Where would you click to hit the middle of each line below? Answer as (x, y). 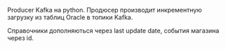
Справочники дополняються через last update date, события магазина (113, 31)
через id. (20, 38)
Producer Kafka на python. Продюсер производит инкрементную (105, 10)
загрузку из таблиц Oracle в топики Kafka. (70, 17)
